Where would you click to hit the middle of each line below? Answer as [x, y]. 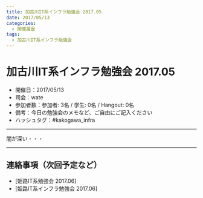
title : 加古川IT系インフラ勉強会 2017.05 [54, 12]
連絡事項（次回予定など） [54, 165]
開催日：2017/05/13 [40, 90]
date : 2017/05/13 [28, 18]
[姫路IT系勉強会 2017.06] [46, 181]
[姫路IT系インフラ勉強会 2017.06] [56, 188]
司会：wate [29, 97]
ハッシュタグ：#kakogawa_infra [55, 120]
